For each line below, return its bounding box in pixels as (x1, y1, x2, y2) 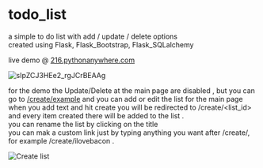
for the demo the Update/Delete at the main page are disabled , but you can (8, 85, 256, 95)
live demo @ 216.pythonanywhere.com (8, 55, 135, 65)
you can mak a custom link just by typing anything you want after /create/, (8, 128, 250, 137)
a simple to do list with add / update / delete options (8, 32, 178, 41)
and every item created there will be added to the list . (8, 110, 185, 120)
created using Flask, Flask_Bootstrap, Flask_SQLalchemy (8, 39, 194, 49)
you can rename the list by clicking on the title (8, 119, 158, 129)
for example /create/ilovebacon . (8, 136, 115, 145)
